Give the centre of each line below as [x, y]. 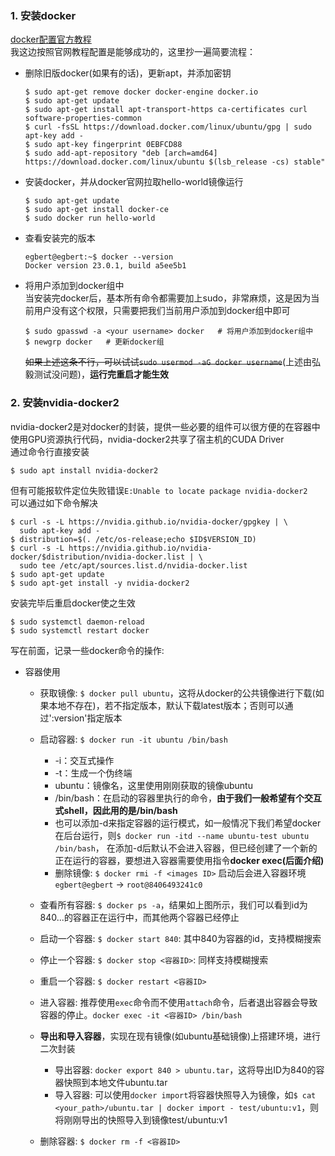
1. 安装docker [43, 15]
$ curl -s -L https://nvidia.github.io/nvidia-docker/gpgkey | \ [149, 522]
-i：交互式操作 [84, 760]
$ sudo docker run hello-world [90, 218]
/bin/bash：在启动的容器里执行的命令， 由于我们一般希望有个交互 [188, 798]
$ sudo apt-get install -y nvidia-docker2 [100, 583]
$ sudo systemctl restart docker [80, 630]
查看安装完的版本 [60, 238]
